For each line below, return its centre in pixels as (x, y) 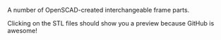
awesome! (22, 31)
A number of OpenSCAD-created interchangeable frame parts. (98, 10)
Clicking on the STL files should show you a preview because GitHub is (111, 23)
